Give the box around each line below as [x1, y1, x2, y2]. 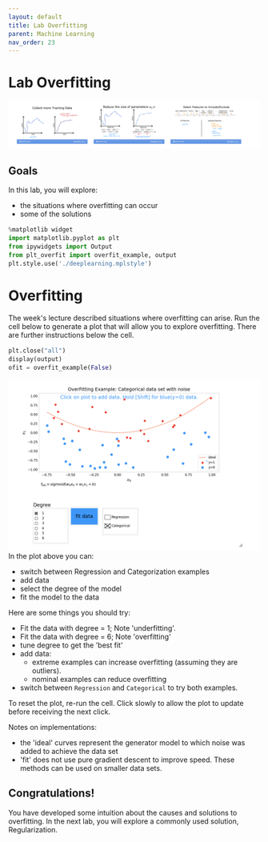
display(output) [8, 355, 62, 363]
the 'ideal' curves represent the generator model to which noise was [19, 737, 246, 748]
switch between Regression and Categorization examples [19, 567, 210, 576]
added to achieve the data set [19, 746, 118, 756]
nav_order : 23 [8, 38, 56, 46]
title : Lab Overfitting [8, 21, 88, 30]
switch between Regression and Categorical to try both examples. [19, 683, 238, 692]
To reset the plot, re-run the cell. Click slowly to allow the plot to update [8, 698, 244, 708]
